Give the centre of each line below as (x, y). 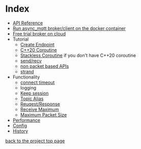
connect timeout (37, 82)
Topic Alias (32, 98)
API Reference (28, 23)
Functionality (26, 77)
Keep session (34, 93)
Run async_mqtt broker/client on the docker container (69, 28)
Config (20, 126)
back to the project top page (35, 141)
